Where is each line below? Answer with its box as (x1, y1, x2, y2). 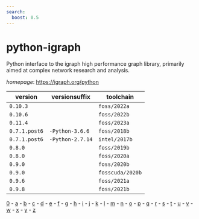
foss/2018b (98, 128, 130, 135)
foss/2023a (98, 119, 130, 127)
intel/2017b (98, 136, 133, 143)
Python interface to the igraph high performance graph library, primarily (6, 60, 185, 68)
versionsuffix (51, 93, 90, 101)
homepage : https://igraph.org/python (6, 78, 99, 86)
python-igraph (6, 40, 81, 54)
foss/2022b (98, 111, 130, 118)
